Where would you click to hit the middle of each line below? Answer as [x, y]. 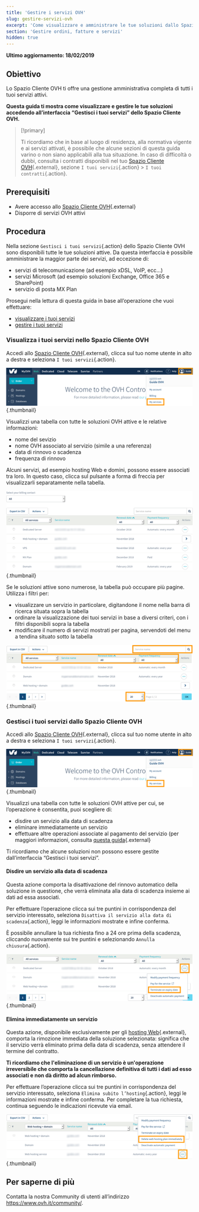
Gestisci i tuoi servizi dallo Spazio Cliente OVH [74, 721]
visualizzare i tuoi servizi [45, 318]
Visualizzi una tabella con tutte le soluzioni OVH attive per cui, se [85, 803]
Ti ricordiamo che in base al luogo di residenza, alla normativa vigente [106, 142]
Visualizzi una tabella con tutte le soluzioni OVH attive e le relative [86, 422]
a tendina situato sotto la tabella [54, 637]
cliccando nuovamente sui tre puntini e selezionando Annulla [81, 939]
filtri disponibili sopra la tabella [52, 624]
